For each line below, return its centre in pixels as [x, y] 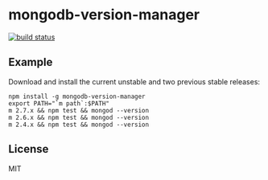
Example [31, 62]
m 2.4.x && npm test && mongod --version [79, 125]
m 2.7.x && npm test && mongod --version [79, 110]
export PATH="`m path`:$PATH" [59, 103]
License [29, 149]
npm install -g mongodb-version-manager [77, 96]
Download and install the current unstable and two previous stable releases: [134, 81]
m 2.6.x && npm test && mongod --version [79, 117]
